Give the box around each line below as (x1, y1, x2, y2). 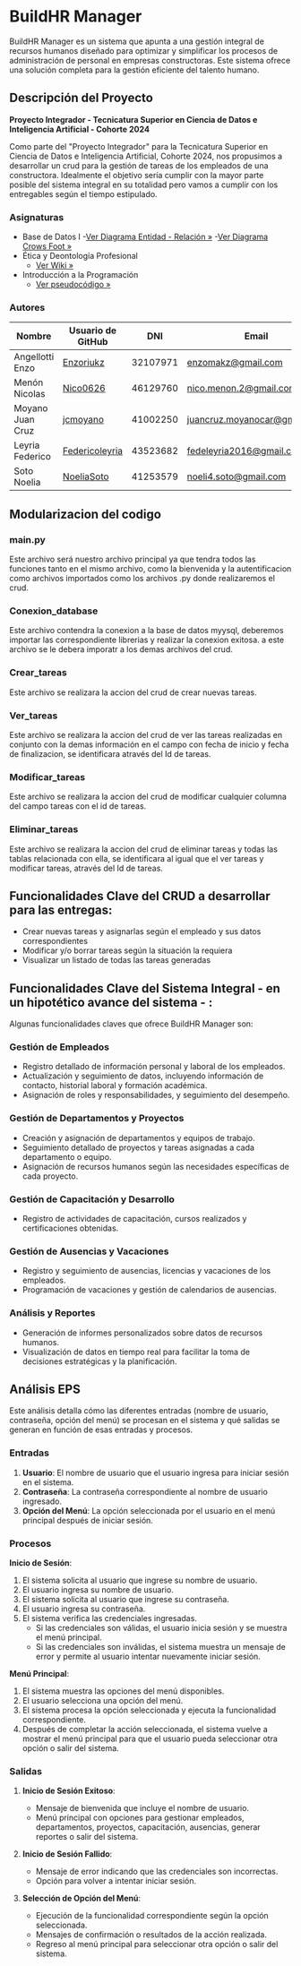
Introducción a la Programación (21, 270, 139, 280)
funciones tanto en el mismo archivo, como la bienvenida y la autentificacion (9, 563, 292, 574)
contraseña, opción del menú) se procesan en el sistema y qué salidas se (9, 1415, 280, 1426)
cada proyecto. (21, 1171, 79, 1181)
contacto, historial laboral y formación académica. (21, 1080, 208, 1091)
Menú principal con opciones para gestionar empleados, (35, 1812, 245, 1824)
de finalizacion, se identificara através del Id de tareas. (9, 748, 211, 759)
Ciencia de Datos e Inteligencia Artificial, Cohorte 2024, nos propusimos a (9, 150, 283, 161)
